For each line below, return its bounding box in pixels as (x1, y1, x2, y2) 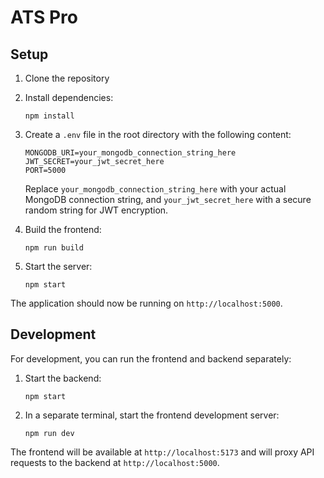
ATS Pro (10, 6, 78, 29)
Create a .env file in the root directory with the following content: (24, 129, 292, 140)
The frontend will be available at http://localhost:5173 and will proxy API (10, 446, 315, 458)
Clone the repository (24, 72, 110, 84)
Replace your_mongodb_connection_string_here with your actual (24, 183, 287, 195)
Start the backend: (24, 372, 102, 384)
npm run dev (24, 428, 75, 438)
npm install (24, 111, 75, 121)
